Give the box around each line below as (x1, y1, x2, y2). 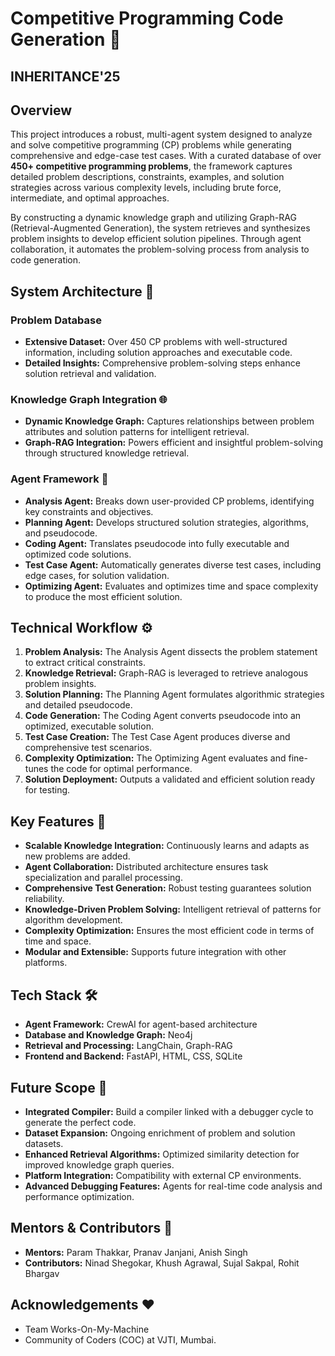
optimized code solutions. (24, 548, 132, 560)
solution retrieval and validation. (24, 368, 157, 380)
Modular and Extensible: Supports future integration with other (24, 946, 287, 958)
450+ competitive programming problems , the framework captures (10, 160, 293, 172)
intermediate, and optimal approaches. (10, 192, 170, 204)
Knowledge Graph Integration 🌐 (10, 393, 168, 406)
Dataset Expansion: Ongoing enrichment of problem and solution (24, 1127, 296, 1139)
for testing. (24, 784, 71, 796)
